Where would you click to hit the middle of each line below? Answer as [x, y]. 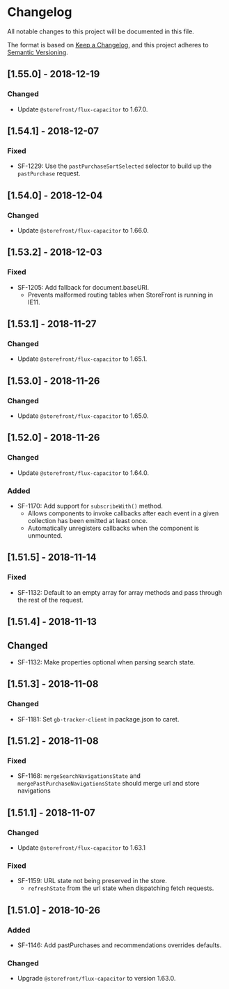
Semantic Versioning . [38, 52]
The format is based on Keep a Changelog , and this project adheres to [108, 45]
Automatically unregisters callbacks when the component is [113, 528]
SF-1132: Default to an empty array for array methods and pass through [120, 592]
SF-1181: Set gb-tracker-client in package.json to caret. [98, 719]
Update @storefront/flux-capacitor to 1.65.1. [82, 359]
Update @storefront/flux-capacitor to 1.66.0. [83, 230]
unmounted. [45, 536]
